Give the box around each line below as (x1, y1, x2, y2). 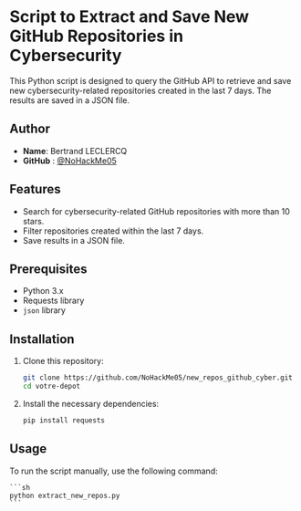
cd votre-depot (22, 381, 81, 391)
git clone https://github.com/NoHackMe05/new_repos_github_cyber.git (22, 373, 294, 382)
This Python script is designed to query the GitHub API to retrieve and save (9, 75, 292, 86)
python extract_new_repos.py (9, 491, 120, 500)
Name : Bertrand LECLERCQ (22, 145, 128, 156)
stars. (22, 215, 45, 226)
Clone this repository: (22, 356, 104, 367)
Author (9, 121, 50, 137)
